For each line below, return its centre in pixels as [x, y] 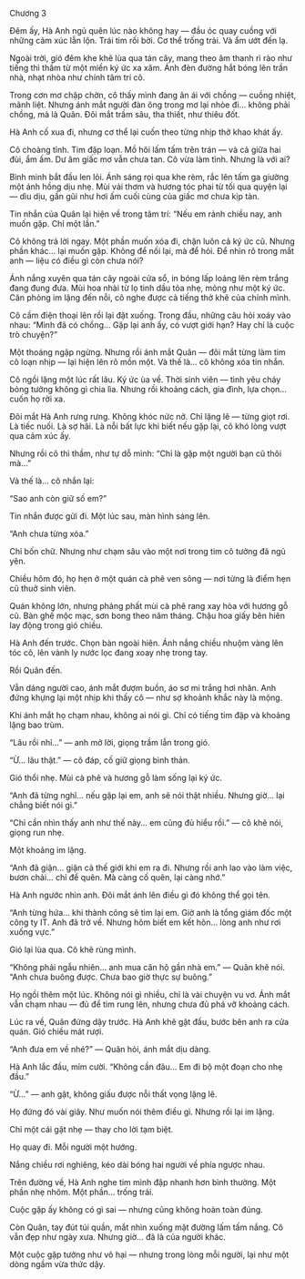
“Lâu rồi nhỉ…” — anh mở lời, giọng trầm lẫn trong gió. [110, 742]
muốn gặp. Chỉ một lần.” [55, 223]
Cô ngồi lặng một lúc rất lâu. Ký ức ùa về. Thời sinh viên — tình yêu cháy [145, 380]
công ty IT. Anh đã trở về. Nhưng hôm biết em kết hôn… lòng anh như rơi [145, 922]
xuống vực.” [32, 932]
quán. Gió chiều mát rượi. [57, 1031]
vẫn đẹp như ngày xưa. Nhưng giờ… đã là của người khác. [117, 1237]
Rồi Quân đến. [36, 670]
